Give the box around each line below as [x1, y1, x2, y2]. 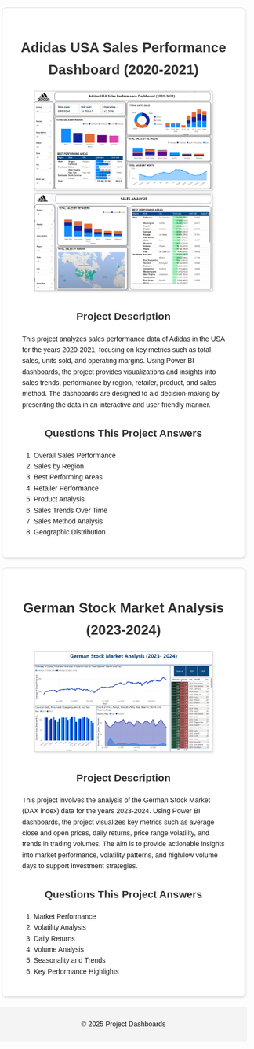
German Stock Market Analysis [23, 600, 224, 616]
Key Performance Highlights [34, 966, 119, 976]
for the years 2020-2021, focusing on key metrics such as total [22, 345, 212, 354]
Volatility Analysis [34, 923, 86, 932]
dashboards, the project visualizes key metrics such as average [22, 817, 215, 827]
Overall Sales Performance [34, 450, 117, 460]
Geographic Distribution [34, 528, 106, 537]
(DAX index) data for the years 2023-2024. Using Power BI [22, 807, 201, 816]
